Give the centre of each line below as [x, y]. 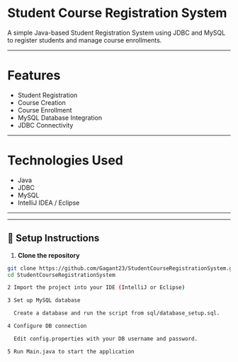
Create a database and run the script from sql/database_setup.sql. [117, 313]
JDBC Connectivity [45, 125]
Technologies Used [66, 160]
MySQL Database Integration [60, 118]
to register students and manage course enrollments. [85, 40]
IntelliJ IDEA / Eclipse [49, 203]
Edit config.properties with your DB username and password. [106, 339]
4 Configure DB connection [47, 326]
